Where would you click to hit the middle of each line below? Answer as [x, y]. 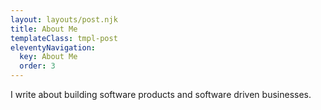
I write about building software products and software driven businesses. [161, 94]
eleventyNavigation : [53, 47]
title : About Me [44, 29]
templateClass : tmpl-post [64, 38]
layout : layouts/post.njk [64, 19]
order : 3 [37, 66]
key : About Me [48, 57]
